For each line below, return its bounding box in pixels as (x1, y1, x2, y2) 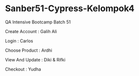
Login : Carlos (5, 38, 33, 44)
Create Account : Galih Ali (5, 28, 57, 34)
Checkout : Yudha (5, 66, 42, 72)
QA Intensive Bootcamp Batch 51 (5, 19, 71, 25)
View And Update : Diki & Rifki (5, 57, 66, 62)
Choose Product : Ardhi (5, 47, 52, 53)
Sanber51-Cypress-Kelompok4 (5, 3, 135, 14)
